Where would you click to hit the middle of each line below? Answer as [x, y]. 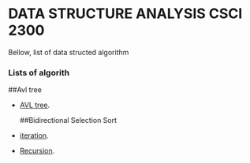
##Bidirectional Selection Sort [68, 120]
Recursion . [37, 151]
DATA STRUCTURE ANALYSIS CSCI [125, 14]
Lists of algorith [39, 72]
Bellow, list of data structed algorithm [69, 52]
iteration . [34, 135]
